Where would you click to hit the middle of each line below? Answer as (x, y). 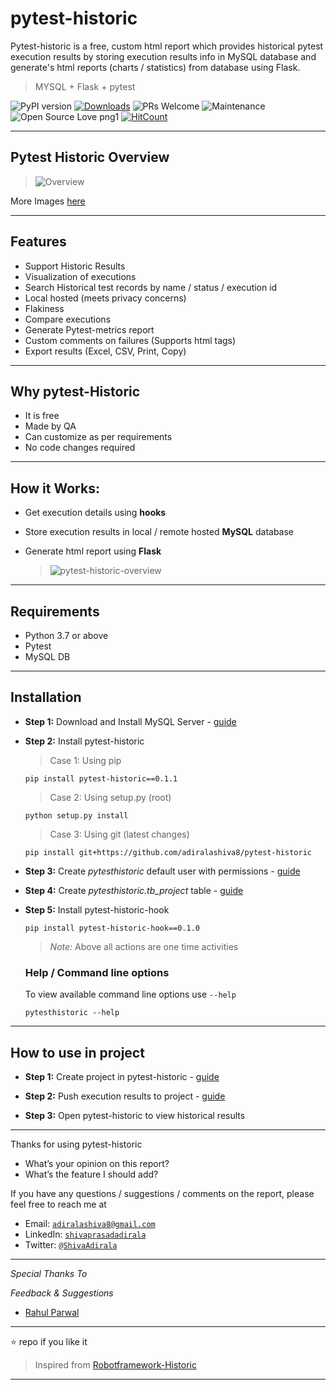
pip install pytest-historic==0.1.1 (101, 778)
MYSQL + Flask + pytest (85, 86)
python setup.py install (76, 815)
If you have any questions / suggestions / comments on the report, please (162, 1193)
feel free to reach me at (58, 1204)
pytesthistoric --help (72, 1013)
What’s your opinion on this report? (97, 1163)
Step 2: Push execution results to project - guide (125, 1096)
